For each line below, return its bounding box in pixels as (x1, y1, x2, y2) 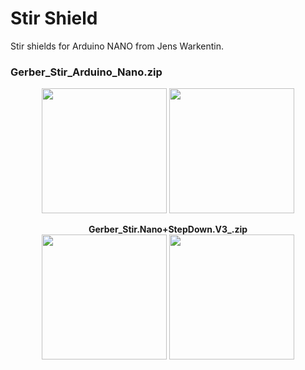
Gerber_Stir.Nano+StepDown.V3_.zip (88, 223, 248, 236)
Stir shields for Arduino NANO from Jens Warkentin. (10, 40, 225, 52)
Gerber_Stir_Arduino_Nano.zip (10, 65, 163, 79)
